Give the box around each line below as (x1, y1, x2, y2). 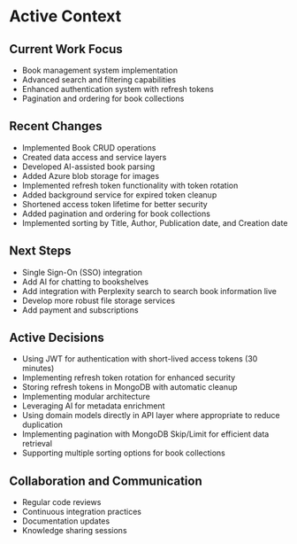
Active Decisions (9, 330, 104, 346)
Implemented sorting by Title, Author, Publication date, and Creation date (21, 217, 288, 228)
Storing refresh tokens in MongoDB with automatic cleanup (21, 382, 238, 392)
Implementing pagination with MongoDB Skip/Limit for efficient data (21, 429, 270, 439)
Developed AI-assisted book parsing (21, 161, 156, 172)
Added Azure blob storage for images (21, 170, 160, 181)
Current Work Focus (9, 42, 124, 57)
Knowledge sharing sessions (21, 525, 127, 536)
